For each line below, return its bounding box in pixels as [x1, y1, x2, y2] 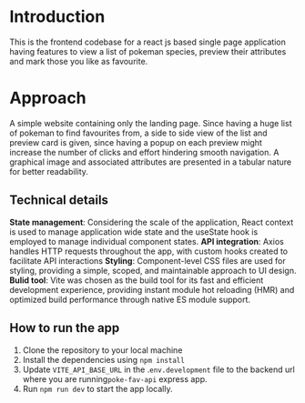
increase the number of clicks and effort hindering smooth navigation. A [9, 146, 280, 157]
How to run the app [9, 320, 120, 336]
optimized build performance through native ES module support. [9, 294, 251, 305]
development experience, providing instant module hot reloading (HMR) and [9, 284, 295, 295]
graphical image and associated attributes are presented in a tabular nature [9, 156, 292, 167]
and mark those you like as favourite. [9, 55, 148, 66]
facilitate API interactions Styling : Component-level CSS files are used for [9, 255, 286, 266]
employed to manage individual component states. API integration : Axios [9, 236, 284, 247]
